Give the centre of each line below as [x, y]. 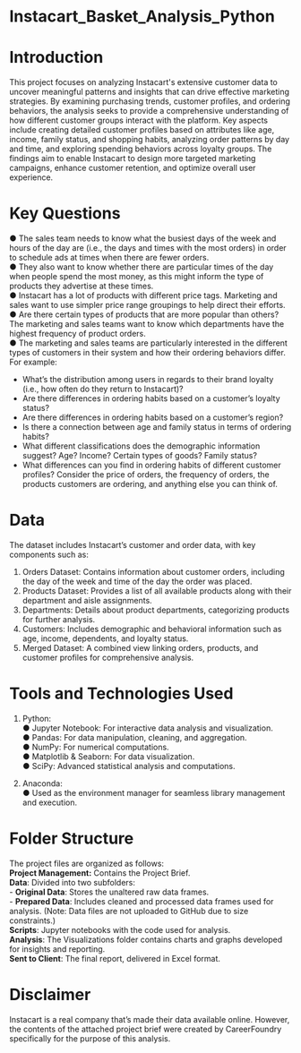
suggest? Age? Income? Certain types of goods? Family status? [140, 456]
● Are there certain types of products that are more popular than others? [144, 314]
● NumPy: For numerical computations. [95, 747]
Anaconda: [42, 783]
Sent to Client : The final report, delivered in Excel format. [115, 958]
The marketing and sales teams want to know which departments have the [147, 324]
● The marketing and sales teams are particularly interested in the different [149, 343]
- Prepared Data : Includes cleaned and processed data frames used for [142, 901]
